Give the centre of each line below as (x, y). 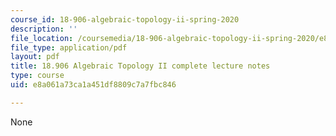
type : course (37, 76)
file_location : (42, 38)
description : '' (44, 29)
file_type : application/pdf (69, 47)
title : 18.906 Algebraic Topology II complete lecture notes (140, 66)
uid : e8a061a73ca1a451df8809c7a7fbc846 (93, 85)
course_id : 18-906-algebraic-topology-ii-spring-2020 (125, 19)
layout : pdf (35, 57)
